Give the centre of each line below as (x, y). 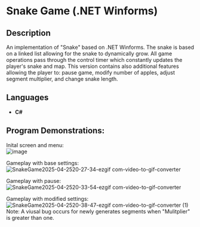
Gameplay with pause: (34, 181)
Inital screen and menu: (35, 145)
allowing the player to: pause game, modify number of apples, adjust (90, 72)
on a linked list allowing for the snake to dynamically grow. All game (89, 54)
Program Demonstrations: (56, 131)
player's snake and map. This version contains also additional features (93, 66)
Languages (27, 97)
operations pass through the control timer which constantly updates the (94, 60)
